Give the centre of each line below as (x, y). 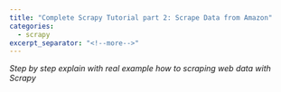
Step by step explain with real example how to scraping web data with (140, 69)
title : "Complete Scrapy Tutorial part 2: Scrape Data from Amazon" (141, 18)
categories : (32, 26)
